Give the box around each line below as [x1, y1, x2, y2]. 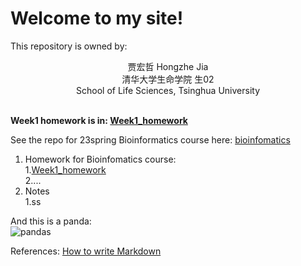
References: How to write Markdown [10, 245, 162, 257]
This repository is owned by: [10, 40, 128, 52]
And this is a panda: [10, 215, 92, 227]
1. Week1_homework [24, 163, 107, 176]
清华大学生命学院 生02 [121, 73, 215, 85]
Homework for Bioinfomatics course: [24, 153, 177, 165]
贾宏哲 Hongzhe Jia [127, 60, 209, 72]
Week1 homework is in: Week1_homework [10, 114, 188, 126]
